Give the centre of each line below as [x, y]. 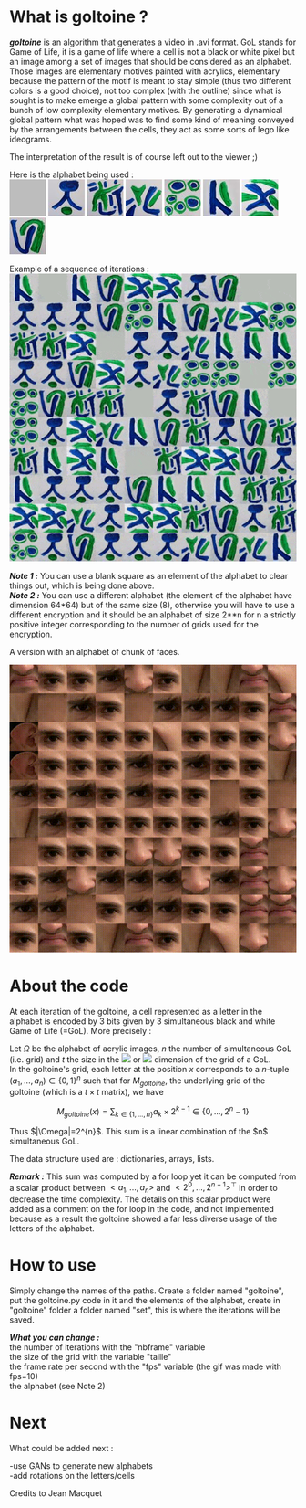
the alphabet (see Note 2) [58, 1387]
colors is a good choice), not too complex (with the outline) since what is [146, 90]
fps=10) [24, 1376]
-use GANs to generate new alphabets [81, 1466]
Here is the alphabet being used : [71, 174]
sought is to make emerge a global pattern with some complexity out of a [147, 100]
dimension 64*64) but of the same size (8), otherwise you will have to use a [153, 605]
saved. [22, 1320]
